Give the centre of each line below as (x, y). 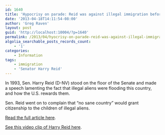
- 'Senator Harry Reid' (38, 69)
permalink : (16, 37)
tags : (11, 60)
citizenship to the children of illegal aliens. (47, 108)
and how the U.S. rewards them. (38, 93)
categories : (17, 51)
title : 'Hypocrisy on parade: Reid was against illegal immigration (77, 14)
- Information (28, 55)
